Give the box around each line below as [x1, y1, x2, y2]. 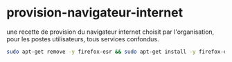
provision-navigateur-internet [6, 5, 184, 21]
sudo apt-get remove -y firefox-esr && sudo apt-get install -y [6, 48, 196, 55]
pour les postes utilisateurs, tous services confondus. [6, 34, 160, 43]
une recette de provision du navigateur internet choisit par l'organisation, [6, 28, 215, 36]
